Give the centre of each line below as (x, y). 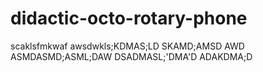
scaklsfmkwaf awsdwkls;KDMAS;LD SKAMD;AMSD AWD (127, 46)
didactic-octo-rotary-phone (129, 18)
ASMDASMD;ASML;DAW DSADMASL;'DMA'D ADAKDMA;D (131, 56)
